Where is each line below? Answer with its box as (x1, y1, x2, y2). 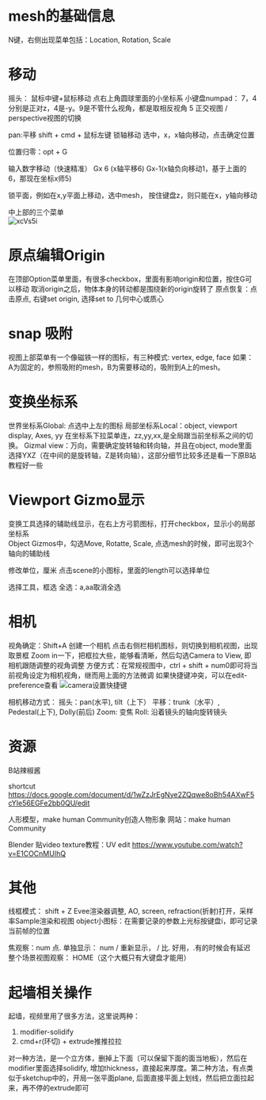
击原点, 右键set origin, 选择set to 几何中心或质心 (8, 294, 165, 304)
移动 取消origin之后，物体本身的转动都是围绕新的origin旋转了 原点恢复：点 (14, 284, 257, 293)
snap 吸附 (8, 325, 73, 342)
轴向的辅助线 (8, 548, 50, 558)
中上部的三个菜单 (8, 207, 64, 216)
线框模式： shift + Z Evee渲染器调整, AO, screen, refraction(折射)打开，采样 (8, 907, 254, 916)
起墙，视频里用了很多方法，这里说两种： (8, 1011, 140, 1021)
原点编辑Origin (8, 246, 105, 265)
